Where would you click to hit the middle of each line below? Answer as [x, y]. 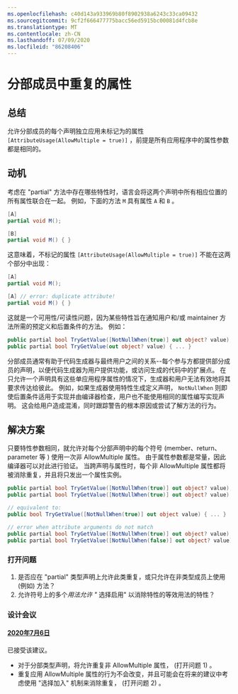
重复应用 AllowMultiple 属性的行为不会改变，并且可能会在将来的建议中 [120, 674]
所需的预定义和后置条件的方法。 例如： [70, 326]
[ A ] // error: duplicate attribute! [61, 297]
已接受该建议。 [29, 650]
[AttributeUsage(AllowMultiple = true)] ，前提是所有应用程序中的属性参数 [118, 140]
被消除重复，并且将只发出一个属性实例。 [66, 475]
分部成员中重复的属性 [70, 84]
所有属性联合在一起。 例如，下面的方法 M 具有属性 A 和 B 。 [93, 200]
